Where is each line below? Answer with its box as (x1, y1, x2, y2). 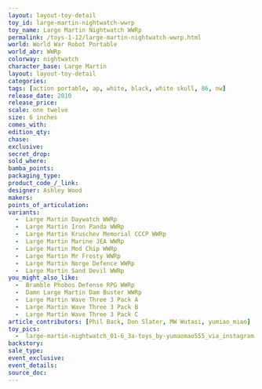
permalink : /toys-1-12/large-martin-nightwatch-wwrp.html (8, 33, 202, 42)
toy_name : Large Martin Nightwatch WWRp (8, 26, 143, 34)
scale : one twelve (8, 107, 68, 115)
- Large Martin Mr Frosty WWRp (15, 252, 122, 260)
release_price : (8, 99, 58, 107)
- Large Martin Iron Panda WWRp (15, 223, 125, 231)
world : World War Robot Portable (8, 41, 118, 49)
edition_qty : (8, 128, 51, 136)
